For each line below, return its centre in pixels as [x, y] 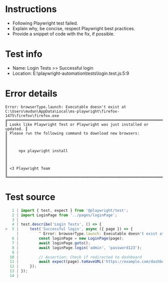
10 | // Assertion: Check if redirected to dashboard [76, 257]
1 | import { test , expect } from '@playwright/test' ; [70, 210]
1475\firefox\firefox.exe [32, 116]
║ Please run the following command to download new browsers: [72, 133]
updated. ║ [16, 129]
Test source [30, 197]
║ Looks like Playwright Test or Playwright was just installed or [77, 124]
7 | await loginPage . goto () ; [51, 243]
